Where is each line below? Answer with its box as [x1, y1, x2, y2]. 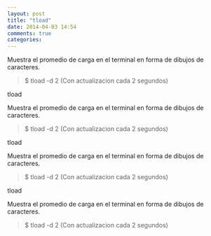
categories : [7, 36, 42, 43]
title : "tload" [7, 17, 52, 24]
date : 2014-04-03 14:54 [7, 23, 77, 30]
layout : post [7, 10, 46, 18]
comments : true [7, 29, 52, 37]
